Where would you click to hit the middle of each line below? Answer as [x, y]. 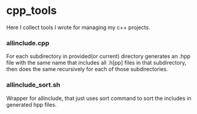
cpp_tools [32, 11]
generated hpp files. [32, 104]
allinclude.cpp [28, 43]
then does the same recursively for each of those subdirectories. [87, 69]
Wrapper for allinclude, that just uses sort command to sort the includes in [99, 98]
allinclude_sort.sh [33, 85]
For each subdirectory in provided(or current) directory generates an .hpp [98, 56]
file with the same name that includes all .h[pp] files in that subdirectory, [96, 63]
